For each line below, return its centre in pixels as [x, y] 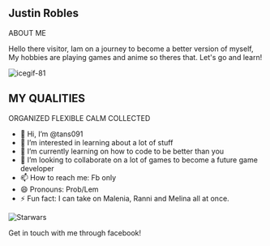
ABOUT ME [27, 32]
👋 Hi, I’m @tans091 [51, 134]
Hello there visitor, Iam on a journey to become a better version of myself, [131, 49]
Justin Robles [44, 13]
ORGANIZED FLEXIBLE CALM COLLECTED [79, 118]
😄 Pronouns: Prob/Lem [59, 189]
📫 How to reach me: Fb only [68, 177]
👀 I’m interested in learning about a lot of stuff [96, 142]
